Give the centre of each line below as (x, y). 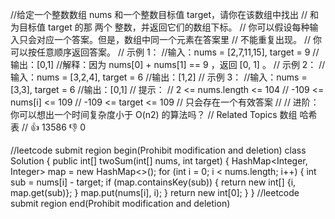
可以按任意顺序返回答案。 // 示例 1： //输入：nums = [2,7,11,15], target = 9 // (165, 52)
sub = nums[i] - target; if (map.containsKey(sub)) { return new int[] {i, (153, 182)
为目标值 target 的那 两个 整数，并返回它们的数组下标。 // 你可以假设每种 (160, 27)
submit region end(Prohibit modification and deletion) (120, 203)
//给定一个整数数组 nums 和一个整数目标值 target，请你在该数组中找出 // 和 (164, 14)
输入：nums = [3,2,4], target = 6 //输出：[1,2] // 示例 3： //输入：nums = (159, 77)
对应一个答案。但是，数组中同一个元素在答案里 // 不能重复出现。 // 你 (179, 39)
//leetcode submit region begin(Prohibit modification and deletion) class (158, 150)
